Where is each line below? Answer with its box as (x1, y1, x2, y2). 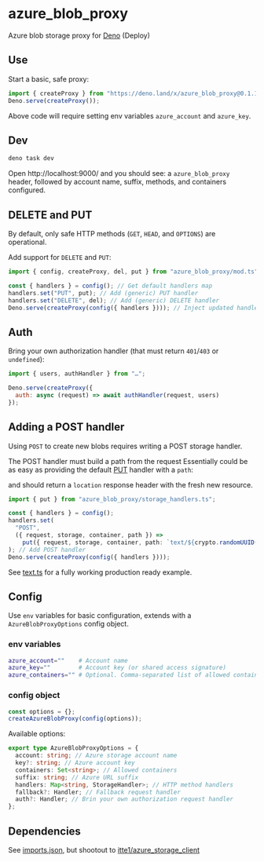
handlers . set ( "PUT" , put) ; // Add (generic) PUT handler (8, 289, 199, 297)
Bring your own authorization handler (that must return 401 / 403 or (8, 346, 219, 356)
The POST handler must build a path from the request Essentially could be (8, 456, 248, 466)
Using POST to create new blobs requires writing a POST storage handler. (8, 441, 243, 451)
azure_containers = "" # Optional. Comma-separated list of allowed (8, 671, 230, 679)
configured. (8, 185, 46, 195)
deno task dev (8, 155, 55, 163)
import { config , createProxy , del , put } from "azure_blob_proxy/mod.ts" (8, 268, 258, 276)
